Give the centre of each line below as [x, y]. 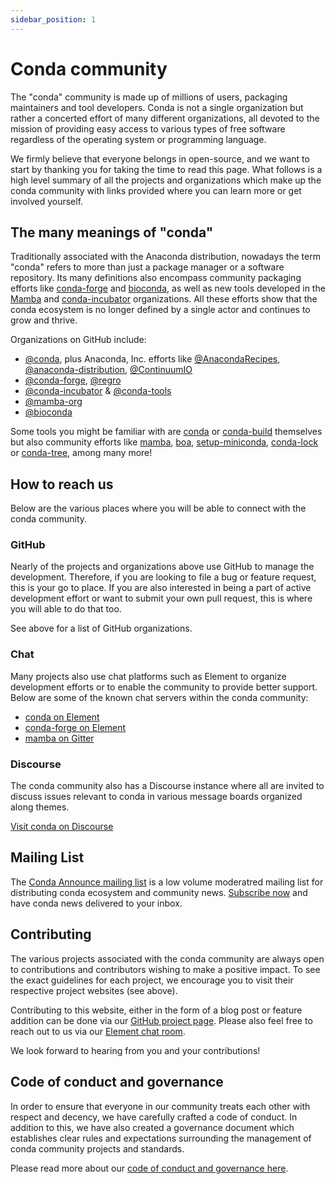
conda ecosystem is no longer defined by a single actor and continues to [160, 310]
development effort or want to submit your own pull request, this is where [161, 598]
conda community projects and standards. [97, 1148]
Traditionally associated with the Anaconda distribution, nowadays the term [165, 257]
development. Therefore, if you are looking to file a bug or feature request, [163, 577]
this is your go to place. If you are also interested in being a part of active [161, 588]
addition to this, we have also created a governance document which [152, 1127]
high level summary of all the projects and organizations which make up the [166, 180]
